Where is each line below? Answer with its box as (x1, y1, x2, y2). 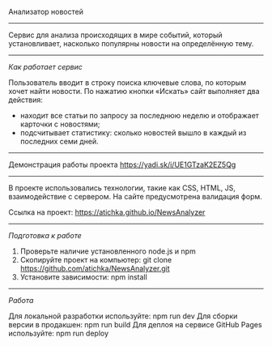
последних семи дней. (19, 137, 99, 146)
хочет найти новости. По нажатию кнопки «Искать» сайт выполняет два (8, 87, 261, 96)
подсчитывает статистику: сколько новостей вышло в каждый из (19, 128, 247, 137)
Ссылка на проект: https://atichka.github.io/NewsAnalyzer (8, 207, 206, 217)
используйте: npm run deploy (8, 328, 109, 338)
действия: (8, 95, 43, 105)
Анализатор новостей (8, 7, 83, 16)
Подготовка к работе (8, 231, 83, 240)
